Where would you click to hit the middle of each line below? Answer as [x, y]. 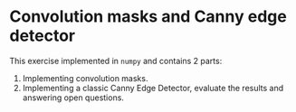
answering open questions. [73, 98]
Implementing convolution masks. [85, 78]
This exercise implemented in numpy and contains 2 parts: [116, 61]
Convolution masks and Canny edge [148, 17]
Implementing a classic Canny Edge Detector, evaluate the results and [153, 88]
